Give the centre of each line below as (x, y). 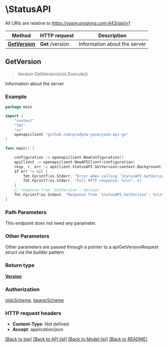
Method (21, 35)
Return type (20, 265)
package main (19, 107)
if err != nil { (31, 171)
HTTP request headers (33, 313)
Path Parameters (26, 212)
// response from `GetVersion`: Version (57, 190)
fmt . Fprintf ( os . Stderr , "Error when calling (70, 176)
